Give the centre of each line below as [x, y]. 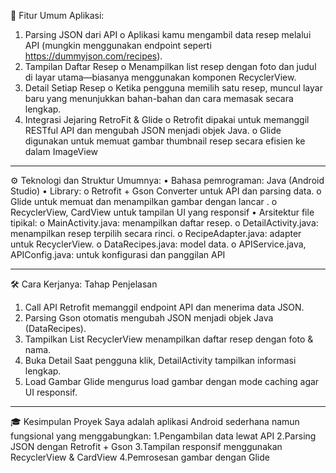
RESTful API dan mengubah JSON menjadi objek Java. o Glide [153, 130]
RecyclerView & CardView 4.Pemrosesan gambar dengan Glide [140, 457]
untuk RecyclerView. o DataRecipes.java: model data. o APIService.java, [158, 244]
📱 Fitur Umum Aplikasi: [57, 15]
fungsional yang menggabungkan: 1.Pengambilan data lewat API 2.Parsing [163, 436]
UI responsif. [51, 392]
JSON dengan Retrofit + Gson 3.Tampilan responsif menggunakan [146, 446]
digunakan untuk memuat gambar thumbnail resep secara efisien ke [165, 141]
